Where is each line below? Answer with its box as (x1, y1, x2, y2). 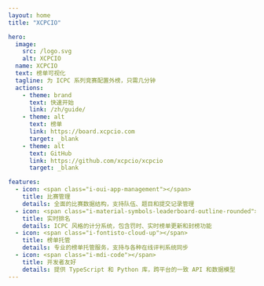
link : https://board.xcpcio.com (28, 128, 135, 136)
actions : (15, 84, 44, 92)
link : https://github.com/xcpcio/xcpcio (28, 157, 163, 165)
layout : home (8, 11, 51, 20)
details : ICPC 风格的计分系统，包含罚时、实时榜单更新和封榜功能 (22, 222, 212, 230)
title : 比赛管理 (22, 193, 71, 201)
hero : (8, 33, 26, 41)
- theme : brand (22, 91, 72, 99)
